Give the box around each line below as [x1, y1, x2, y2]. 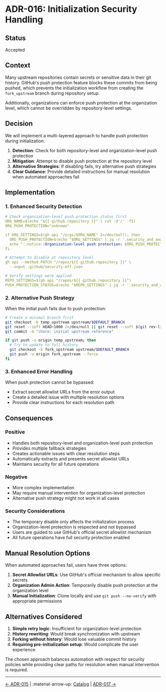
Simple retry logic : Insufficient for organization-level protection [12, 626, 142, 632]
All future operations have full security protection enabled [12, 534, 130, 541]
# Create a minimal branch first [5, 315, 74, 320]
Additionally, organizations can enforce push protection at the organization [5, 100, 157, 106]
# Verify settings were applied [5, 274, 72, 279]
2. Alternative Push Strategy [5, 294, 75, 301]
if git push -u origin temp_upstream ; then [5, 338, 96, 343]
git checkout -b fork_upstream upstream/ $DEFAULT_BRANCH [9, 347, 129, 352]
